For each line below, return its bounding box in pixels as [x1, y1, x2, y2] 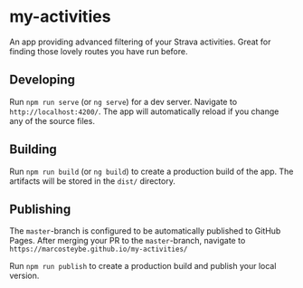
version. [9, 270, 40, 282]
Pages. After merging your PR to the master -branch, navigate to [9, 235, 246, 246]
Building [9, 142, 57, 158]
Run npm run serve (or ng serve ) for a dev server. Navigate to [9, 96, 238, 107]
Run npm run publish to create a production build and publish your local [9, 261, 277, 272]
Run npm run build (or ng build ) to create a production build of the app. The [9, 166, 294, 177]
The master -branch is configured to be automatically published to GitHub [9, 226, 281, 236]
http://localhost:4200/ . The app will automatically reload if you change [9, 106, 279, 117]
